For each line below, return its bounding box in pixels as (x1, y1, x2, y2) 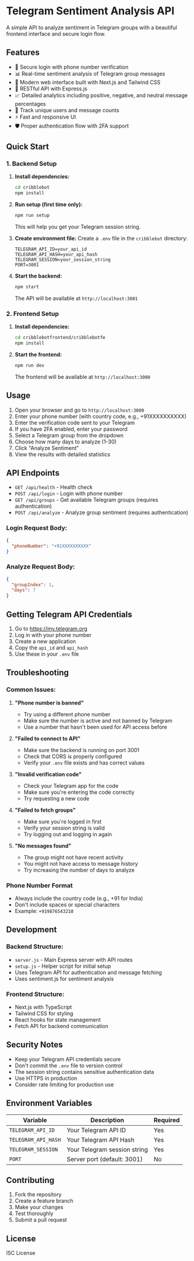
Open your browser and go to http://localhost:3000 (14, 406, 144, 414)
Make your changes (14, 1204, 63, 1211)
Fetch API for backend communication (14, 1022, 109, 1029)
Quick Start (6, 142, 49, 152)
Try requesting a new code (23, 794, 90, 802)
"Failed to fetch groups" (14, 806, 76, 813)
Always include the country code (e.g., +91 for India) (14, 895, 144, 902)
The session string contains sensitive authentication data (14, 1068, 154, 1075)
